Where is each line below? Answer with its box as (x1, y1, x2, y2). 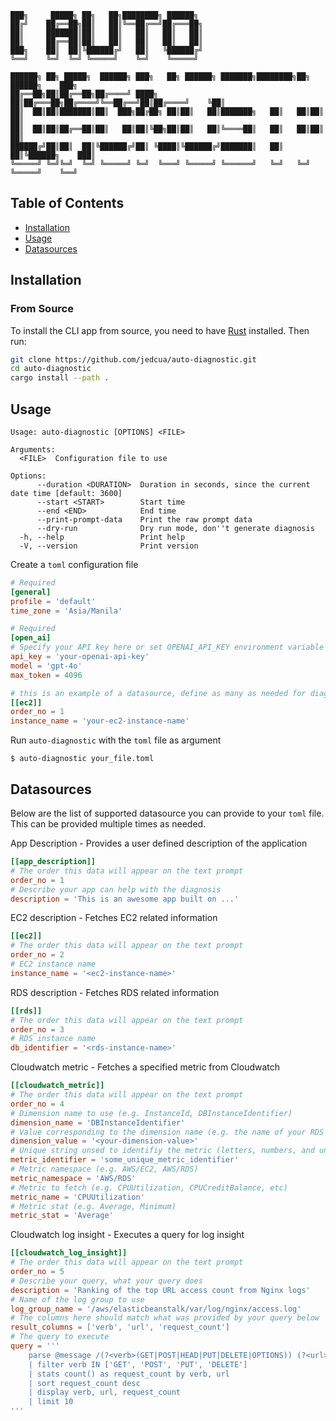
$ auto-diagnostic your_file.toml (10, 754, 155, 764)
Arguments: (10, 444, 56, 455)
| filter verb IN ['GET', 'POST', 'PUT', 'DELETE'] (28, 1359, 248, 1370)
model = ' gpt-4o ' (10, 661, 83, 671)
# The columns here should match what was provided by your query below (10, 1313, 320, 1323)
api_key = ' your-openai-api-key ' (10, 652, 150, 662)
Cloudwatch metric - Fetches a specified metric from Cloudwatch (10, 1061, 281, 1073)
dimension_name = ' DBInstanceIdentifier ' (10, 1117, 186, 1128)
